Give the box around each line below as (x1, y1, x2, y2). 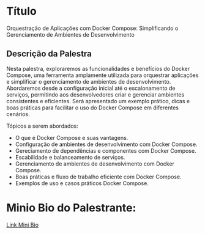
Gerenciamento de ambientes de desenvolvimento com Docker (15, 160, 174, 167)
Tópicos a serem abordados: (6, 122, 78, 130)
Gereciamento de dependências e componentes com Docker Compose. (15, 147, 196, 154)
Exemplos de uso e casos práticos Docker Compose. (15, 179, 149, 187)
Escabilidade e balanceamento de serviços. (15, 153, 125, 161)
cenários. (6, 110, 30, 117)
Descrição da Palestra (6, 49, 92, 59)
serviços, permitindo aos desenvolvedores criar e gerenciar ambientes (6, 90, 185, 98)
